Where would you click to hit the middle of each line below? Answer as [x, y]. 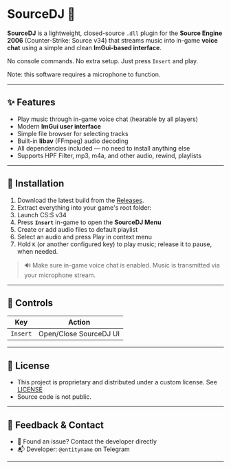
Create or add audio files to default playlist [77, 229]
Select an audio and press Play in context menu [85, 237]
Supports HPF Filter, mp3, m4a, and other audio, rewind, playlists [109, 155]
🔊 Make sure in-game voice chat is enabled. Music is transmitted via [122, 265]
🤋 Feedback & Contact [56, 425]
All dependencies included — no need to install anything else [103, 148]
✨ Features [31, 102]
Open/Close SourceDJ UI [79, 334]
